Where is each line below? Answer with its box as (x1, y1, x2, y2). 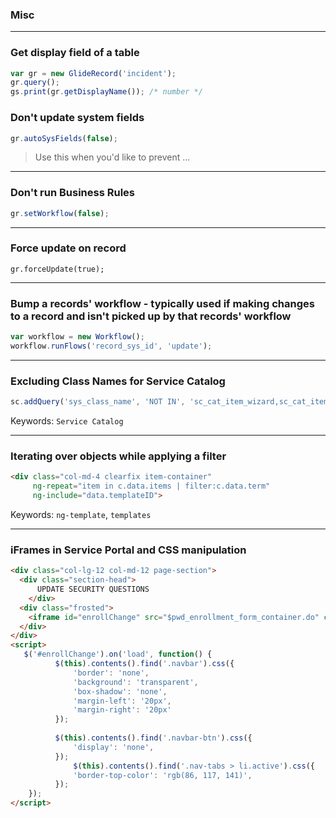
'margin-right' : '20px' (73, 705, 172, 715)
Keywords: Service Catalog (10, 415, 124, 427)
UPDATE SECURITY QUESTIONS (36, 584, 150, 595)
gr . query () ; (10, 78, 60, 88)
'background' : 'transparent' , (73, 677, 199, 687)
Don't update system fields (10, 111, 145, 125)
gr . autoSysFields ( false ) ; (10, 133, 118, 143)
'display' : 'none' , (73, 742, 155, 752)
